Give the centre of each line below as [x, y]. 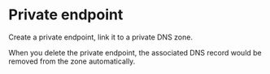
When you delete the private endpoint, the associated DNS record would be [135, 52]
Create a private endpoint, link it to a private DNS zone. [101, 37]
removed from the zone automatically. [72, 61]
